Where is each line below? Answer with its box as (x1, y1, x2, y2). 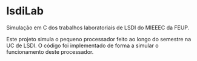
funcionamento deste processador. (6, 48, 94, 55)
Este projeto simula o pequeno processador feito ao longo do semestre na (6, 35, 192, 42)
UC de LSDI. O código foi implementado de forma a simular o (6, 42, 159, 49)
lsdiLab (6, 4, 44, 18)
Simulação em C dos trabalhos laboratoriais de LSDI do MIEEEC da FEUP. (6, 24, 190, 31)
